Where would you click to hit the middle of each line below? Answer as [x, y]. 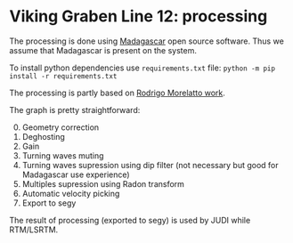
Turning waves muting [63, 155]
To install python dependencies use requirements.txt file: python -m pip [142, 68]
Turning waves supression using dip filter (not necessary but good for [150, 165]
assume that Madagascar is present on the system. [103, 50]
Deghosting [43, 136]
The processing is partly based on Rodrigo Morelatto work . [117, 93]
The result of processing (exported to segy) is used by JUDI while [130, 220]
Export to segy [49, 203]
